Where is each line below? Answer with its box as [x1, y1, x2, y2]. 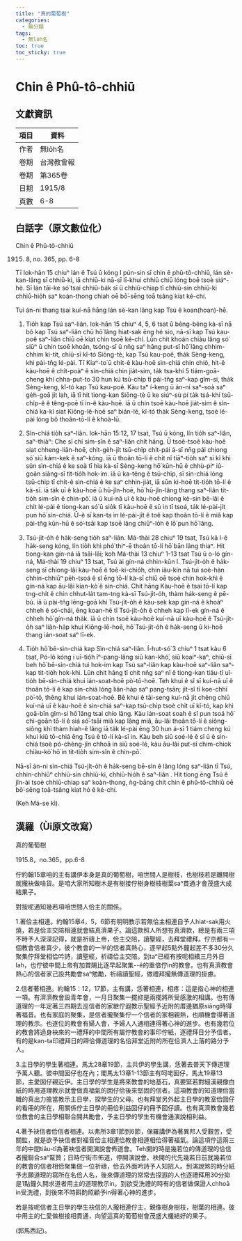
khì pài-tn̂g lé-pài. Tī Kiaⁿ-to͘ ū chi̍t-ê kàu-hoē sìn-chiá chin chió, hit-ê [25, 358, 225, 366]
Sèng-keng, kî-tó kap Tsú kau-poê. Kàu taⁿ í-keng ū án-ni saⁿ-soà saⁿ [25, 382, 226, 391]
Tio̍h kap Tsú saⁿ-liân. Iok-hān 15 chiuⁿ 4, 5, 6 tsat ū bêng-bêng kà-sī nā [25, 320, 232, 328]
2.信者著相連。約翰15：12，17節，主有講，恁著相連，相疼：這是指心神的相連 [15, 984, 234, 992]
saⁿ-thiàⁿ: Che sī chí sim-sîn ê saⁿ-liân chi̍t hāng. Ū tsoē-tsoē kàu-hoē [25, 437, 226, 446]
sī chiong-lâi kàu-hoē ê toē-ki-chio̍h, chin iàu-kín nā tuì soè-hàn [42, 565, 225, 574]
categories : [15, 17, 50, 24]
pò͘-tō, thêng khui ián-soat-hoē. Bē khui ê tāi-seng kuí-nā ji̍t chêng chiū [25, 693, 230, 701]
